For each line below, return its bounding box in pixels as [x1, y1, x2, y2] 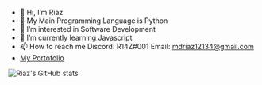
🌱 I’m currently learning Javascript [19, 33, 133, 42]
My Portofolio [19, 53, 65, 63]
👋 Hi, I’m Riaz [19, 8, 64, 17]
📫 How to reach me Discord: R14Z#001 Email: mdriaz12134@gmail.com [19, 42, 254, 51]
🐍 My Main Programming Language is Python [19, 16, 168, 25]
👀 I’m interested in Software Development [19, 25, 156, 33]
